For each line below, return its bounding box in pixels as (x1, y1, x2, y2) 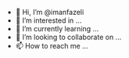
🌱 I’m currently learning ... (15, 24, 99, 33)
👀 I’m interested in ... (15, 16, 82, 25)
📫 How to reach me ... (15, 42, 88, 50)
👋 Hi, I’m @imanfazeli (15, 8, 84, 16)
